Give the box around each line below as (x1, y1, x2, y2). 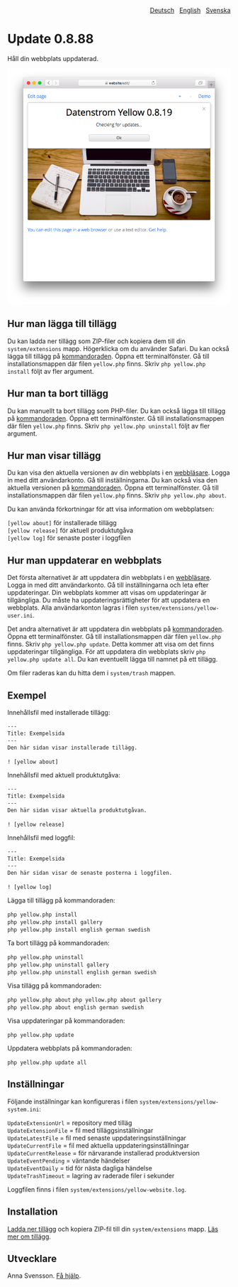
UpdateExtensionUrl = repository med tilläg (7, 1119, 132, 1127)
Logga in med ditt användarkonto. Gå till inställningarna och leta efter (7, 581, 209, 589)
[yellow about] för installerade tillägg (7, 519, 117, 527)
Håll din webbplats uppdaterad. (7, 54, 99, 63)
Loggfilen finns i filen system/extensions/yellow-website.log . (7, 1185, 186, 1193)
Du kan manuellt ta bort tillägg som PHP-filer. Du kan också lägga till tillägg (7, 406, 226, 415)
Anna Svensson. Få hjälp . (7, 1271, 81, 1280)
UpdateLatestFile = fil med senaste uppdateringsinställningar (7, 1133, 186, 1142)
